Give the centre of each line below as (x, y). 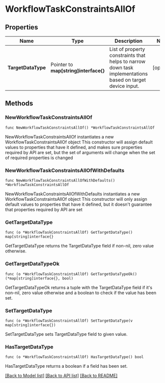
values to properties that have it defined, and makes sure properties (74, 147)
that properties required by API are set (44, 209)
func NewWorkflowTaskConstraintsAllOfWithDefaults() (60, 180)
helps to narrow (127, 61)
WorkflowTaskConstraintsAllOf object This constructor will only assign (76, 199)
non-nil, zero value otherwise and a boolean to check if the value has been (81, 293)
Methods (19, 103)
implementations (129, 74)
